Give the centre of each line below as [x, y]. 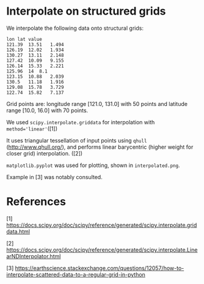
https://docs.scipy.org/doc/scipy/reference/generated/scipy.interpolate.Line [102, 250]
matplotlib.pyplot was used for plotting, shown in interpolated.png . [93, 165]
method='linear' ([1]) [32, 129]
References [36, 202]
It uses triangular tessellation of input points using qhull [77, 140]
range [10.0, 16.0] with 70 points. [47, 110]
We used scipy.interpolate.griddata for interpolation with [81, 122]
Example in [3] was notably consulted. [54, 177]
